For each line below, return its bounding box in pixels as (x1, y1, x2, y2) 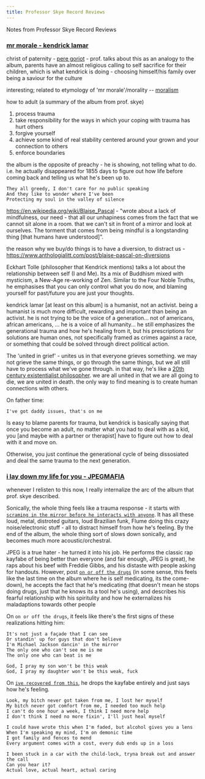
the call (6, 756, 29, 762)
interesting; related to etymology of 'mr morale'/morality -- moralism (6, 86, 179, 94)
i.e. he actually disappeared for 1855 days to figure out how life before (6, 167, 184, 174)
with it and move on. (6, 438, 58, 445)
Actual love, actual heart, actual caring (6, 767, 116, 773)
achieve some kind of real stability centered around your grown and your (15, 136, 199, 143)
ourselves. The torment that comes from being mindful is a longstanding (6, 226, 188, 234)
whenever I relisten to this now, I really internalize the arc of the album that (6, 486, 194, 493)
